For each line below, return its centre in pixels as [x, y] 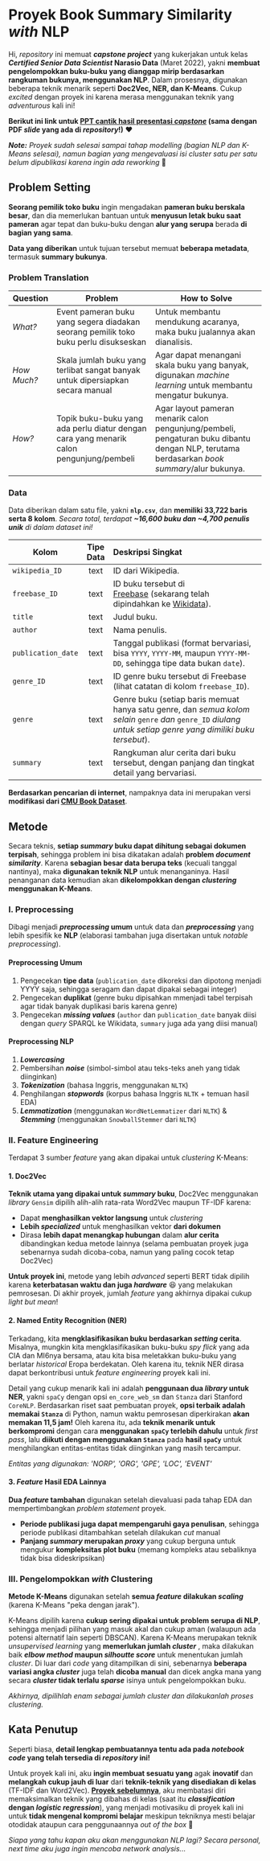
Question [31, 298]
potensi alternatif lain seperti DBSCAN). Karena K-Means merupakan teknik [133, 1637]
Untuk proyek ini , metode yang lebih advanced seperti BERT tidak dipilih [129, 1276]
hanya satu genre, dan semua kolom [182, 709]
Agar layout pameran [195, 409]
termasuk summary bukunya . [58, 257]
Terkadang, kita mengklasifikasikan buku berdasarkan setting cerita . [125, 1338]
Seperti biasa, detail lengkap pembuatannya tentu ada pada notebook [127, 1749]
